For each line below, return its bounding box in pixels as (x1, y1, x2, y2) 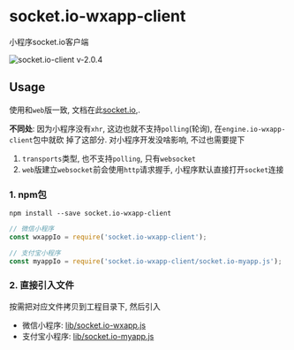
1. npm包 (9, 188, 47, 201)
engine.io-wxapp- (222, 125, 286, 133)
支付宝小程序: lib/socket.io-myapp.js (21, 331, 155, 341)
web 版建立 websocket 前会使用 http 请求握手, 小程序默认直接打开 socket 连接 (21, 164, 284, 174)
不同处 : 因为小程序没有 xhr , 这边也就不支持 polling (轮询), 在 (9, 123, 222, 133)
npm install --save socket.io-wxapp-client (9, 209, 172, 218)
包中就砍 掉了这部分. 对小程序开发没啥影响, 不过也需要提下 (32, 134, 245, 145)
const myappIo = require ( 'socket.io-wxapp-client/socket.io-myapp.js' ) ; (9, 256, 283, 266)
